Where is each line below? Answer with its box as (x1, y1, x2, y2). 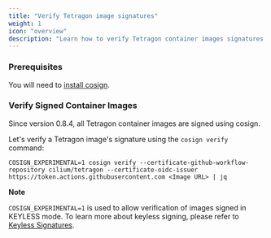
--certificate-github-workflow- (139, 158, 250, 167)
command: (8, 143, 45, 153)
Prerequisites (8, 62, 63, 73)
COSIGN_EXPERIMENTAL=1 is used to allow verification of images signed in (8, 202, 247, 212)
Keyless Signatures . (8, 220, 75, 230)
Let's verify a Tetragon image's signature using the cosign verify (8, 134, 229, 144)
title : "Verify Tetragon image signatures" (8, 11, 159, 20)
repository (8, 166, 46, 174)
